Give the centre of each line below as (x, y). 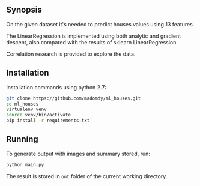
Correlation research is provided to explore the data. (71, 54)
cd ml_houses (23, 104)
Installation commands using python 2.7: (56, 87)
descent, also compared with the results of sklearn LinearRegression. (92, 42)
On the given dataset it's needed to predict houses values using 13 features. (100, 24)
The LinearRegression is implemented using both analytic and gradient (94, 36)
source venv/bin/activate (38, 115)
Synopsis (24, 10)
